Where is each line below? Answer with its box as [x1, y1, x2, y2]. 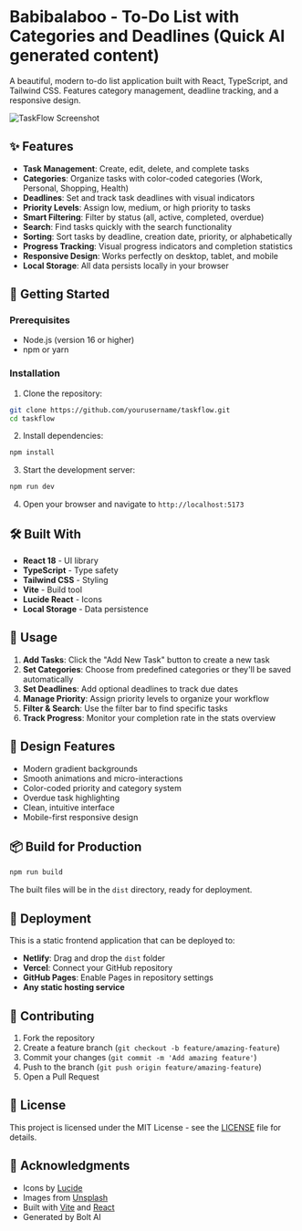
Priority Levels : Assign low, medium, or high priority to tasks [22, 202, 251, 213]
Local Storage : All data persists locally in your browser [22, 260, 230, 271]
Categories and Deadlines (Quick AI [9, 26, 286, 47]
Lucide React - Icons [22, 594, 103, 605]
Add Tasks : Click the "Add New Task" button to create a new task [22, 654, 271, 665]
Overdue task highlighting [22, 792, 120, 803]
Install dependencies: [22, 431, 104, 442]
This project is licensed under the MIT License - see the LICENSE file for [9, 1121, 281, 1132]
